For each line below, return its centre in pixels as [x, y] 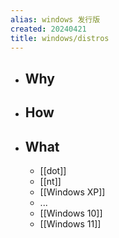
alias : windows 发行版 [55, 19]
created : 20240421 [48, 29]
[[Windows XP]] [72, 192]
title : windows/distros [60, 38]
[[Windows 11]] [70, 223]
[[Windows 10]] [71, 213]
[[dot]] [53, 170]
